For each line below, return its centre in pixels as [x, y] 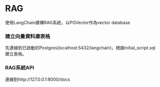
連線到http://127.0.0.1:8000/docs [37, 79]
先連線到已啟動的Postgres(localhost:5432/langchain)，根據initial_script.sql [80, 48]
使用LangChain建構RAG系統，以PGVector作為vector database [68, 22]
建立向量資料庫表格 [28, 36]
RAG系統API [20, 68]
